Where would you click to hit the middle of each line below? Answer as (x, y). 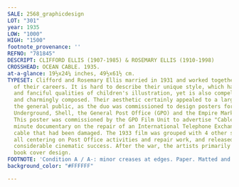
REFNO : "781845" (31, 54)
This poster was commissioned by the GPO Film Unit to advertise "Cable (124, 119)
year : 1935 (23, 27)
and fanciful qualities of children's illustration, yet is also (113, 93)
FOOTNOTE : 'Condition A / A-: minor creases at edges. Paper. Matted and (119, 160)
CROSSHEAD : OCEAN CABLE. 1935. (54, 67)
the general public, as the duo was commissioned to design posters (117, 107)
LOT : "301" (23, 21)
